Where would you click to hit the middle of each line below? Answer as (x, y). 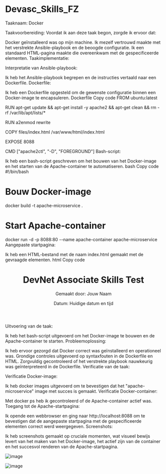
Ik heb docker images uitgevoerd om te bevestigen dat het (65, 386)
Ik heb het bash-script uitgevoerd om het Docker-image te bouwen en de (80, 335)
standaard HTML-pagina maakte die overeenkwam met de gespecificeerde (82, 53)
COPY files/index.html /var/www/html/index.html (55, 132)
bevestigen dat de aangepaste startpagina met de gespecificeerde (73, 421)
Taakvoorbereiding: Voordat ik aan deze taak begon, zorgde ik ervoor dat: (81, 32)
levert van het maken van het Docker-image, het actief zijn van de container (83, 441)
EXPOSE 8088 (20, 142)
